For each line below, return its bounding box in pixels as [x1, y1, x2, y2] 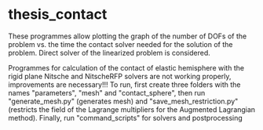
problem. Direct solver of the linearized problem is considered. [8, 48, 210, 57]
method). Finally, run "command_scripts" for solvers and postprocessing [8, 113, 243, 122]
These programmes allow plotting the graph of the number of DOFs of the [8, 31, 247, 41]
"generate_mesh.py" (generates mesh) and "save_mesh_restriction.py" [8, 96, 239, 106]
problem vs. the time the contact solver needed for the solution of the [8, 39, 233, 49]
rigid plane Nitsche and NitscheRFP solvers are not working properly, [8, 71, 232, 81]
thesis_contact [8, 5, 108, 23]
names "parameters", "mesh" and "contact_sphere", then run [8, 88, 206, 97]
